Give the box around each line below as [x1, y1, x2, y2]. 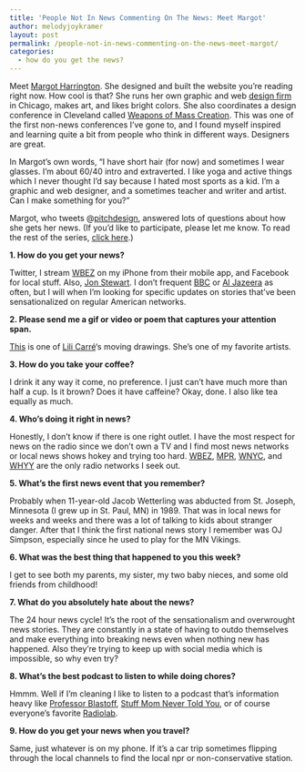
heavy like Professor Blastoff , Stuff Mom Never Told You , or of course [9, 698, 270, 708]
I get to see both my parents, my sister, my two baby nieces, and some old [9, 570, 289, 580]
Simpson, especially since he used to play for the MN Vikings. [9, 534, 241, 544]
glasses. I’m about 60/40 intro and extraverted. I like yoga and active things [9, 166, 293, 177]
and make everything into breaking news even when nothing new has [9, 634, 270, 645]
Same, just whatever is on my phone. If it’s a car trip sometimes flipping [9, 743, 278, 754]
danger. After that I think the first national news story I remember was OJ [9, 524, 283, 535]
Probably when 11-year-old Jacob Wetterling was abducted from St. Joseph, [9, 495, 296, 506]
